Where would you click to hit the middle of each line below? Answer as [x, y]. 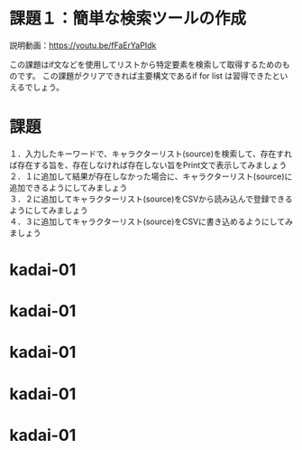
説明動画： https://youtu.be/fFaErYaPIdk [83, 45]
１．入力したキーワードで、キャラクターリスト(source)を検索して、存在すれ [151, 154]
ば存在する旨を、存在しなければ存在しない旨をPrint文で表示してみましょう [148, 164]
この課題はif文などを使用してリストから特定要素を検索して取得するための [146, 64]
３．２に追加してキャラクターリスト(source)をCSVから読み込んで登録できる [151, 199]
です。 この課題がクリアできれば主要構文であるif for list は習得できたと [148, 75]
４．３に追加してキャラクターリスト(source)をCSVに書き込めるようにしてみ [151, 221]
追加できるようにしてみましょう [69, 187]
